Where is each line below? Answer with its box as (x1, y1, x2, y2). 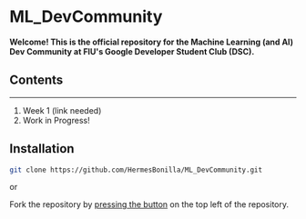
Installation (9, 141, 75, 156)
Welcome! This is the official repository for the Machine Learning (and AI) (9, 36, 294, 47)
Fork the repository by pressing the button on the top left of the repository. (9, 199, 290, 210)
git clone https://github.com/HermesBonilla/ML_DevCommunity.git (9, 165, 262, 174)
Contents (9, 73, 64, 88)
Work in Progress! (22, 114, 90, 125)
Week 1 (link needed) (22, 105, 102, 115)
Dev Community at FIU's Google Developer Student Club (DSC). (9, 45, 255, 56)
